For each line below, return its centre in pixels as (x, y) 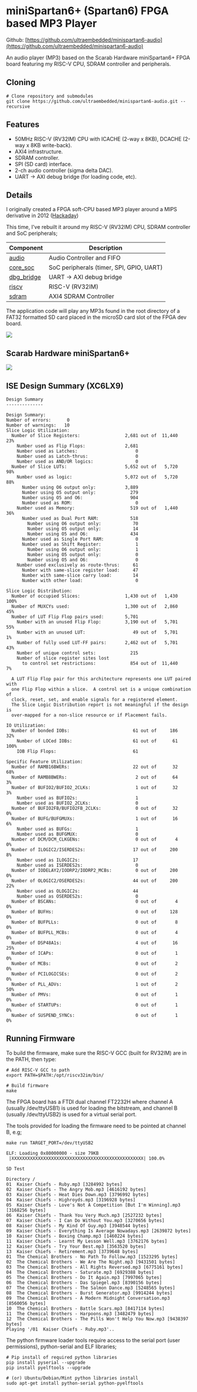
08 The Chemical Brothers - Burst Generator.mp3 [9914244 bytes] (89, 1293)
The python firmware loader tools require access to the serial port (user (93, 1340)
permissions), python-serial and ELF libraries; (61, 1346)
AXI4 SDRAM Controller (81, 296)
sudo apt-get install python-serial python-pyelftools (75, 1383)
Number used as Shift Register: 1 (80, 544)
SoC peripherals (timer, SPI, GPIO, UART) (106, 267)
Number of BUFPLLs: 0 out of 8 (95, 922)
